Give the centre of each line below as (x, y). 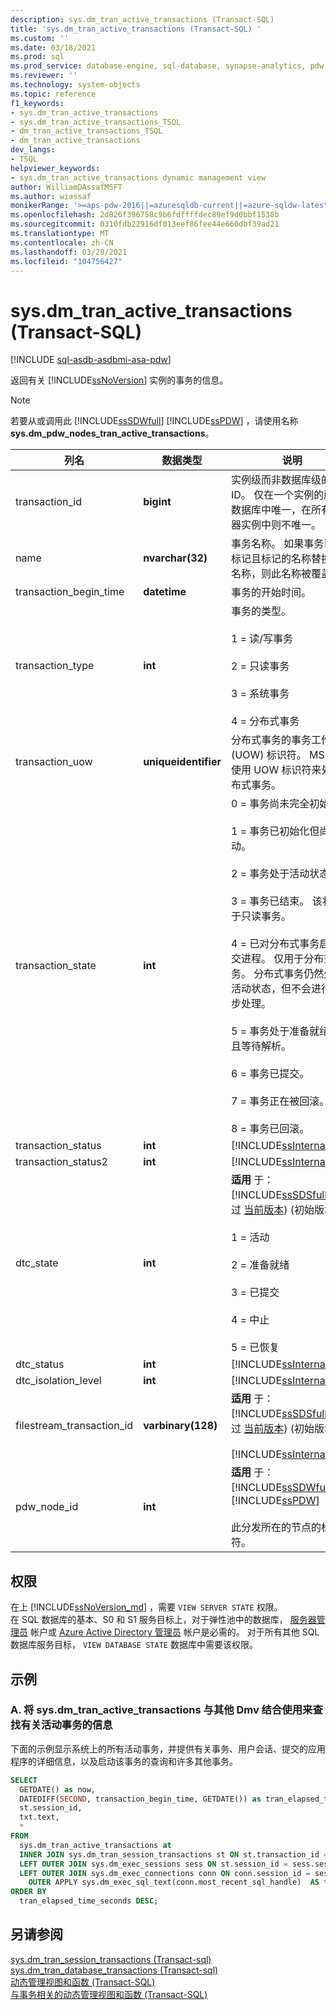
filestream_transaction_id (74, 1426)
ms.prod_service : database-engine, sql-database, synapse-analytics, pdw (167, 66)
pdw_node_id (47, 1507)
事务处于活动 (279, 874)
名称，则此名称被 (271, 574)
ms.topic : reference (53, 94)
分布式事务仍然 (289, 974)
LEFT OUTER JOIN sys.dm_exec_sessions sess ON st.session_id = (153, 1864)
